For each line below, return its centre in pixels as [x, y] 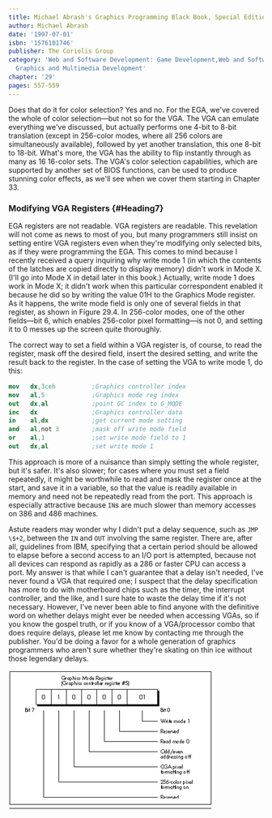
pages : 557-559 [34, 85]
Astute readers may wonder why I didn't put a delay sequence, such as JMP [134, 529]
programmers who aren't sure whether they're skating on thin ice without [130, 649]
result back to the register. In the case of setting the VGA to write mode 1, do [136, 362]
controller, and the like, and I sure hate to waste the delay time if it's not [127, 598]
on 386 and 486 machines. [53, 513]
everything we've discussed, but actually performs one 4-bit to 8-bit [123, 126]
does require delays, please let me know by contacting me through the [126, 632]
